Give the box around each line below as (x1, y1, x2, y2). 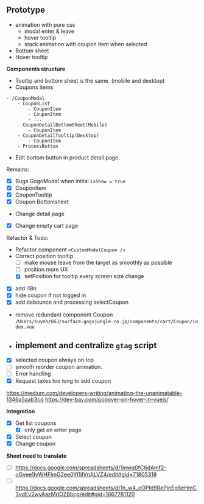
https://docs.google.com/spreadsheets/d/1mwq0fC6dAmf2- (15, 464, 167, 471)
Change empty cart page (15, 222, 79, 229)
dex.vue (15, 324, 35, 330)
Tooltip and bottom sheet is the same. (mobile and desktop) (15, 77, 165, 84)
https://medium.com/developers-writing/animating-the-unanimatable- (6, 389, 183, 396)
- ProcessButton (17, 143, 59, 149)
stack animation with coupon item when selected (24, 40, 147, 47)
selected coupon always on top (15, 356, 94, 364)
